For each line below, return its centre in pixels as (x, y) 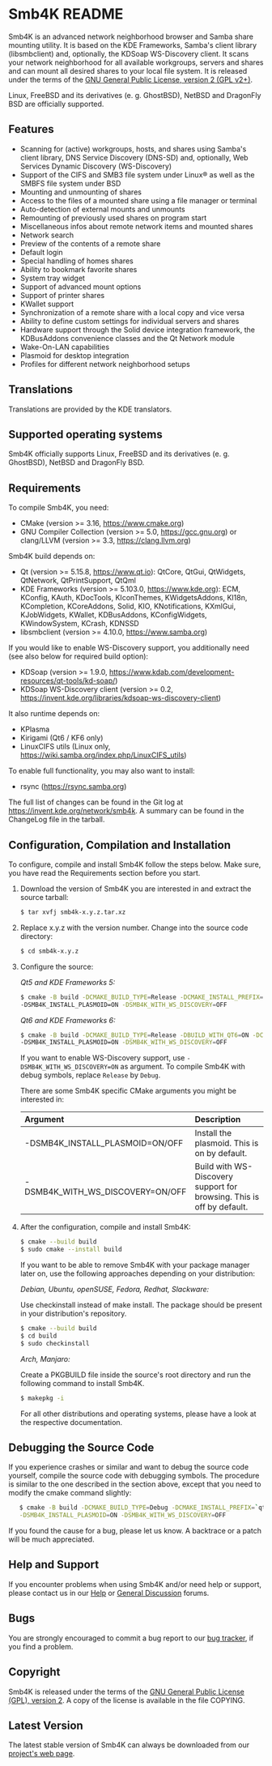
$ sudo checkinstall (55, 1343)
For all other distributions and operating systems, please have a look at (138, 1414)
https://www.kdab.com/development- (172, 672)
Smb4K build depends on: (52, 557)
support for (216, 1187)
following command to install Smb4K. (82, 1383)
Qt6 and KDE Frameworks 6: (68, 1020)
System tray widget (52, 278)
